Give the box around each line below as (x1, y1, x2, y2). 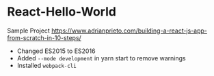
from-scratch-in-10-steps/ (7, 33, 82, 41)
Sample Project (7, 26, 50, 35)
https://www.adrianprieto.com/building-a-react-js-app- (51, 26, 207, 35)
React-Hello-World (7, 4, 116, 20)
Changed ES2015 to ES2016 (16, 47, 96, 55)
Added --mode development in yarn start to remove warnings (16, 54, 186, 62)
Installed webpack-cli (16, 61, 77, 69)
